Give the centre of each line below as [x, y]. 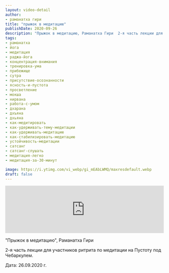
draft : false [19, 174]
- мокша [13, 95]
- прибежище [18, 71]
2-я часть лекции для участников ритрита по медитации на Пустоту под [83, 250]
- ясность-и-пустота [27, 85]
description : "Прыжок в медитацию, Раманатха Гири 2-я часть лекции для [84, 33]
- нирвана [16, 99]
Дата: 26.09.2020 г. [26, 265]
